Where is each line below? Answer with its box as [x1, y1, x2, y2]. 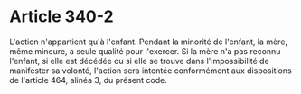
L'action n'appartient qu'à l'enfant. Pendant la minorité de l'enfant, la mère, [9, 36, 287, 47]
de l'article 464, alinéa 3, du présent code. [9, 74, 167, 85]
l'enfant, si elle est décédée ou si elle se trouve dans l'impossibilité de [9, 55, 269, 66]
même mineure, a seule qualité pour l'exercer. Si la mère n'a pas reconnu [9, 45, 281, 56]
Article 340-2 [9, 6, 115, 27]
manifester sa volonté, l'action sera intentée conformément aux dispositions [9, 65, 292, 76]
